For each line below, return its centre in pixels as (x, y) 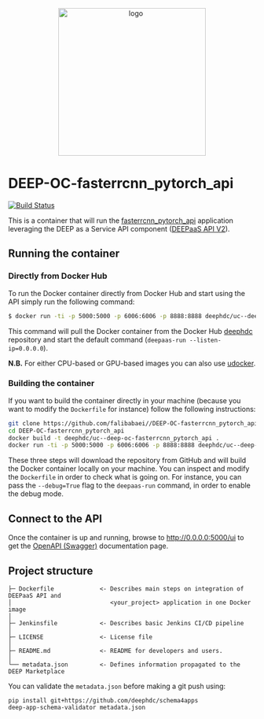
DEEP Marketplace (37, 671)
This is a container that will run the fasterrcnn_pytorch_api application (121, 221)
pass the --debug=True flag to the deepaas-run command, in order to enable (130, 486)
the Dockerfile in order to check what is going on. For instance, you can (125, 477)
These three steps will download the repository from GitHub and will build (127, 461)
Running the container (64, 254)
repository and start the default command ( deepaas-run (97, 339)
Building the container (51, 384)
